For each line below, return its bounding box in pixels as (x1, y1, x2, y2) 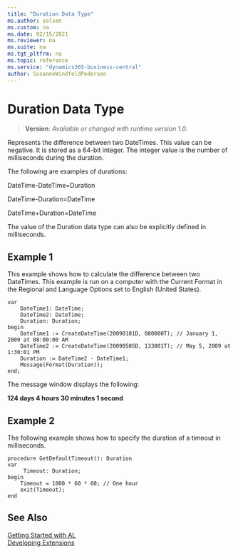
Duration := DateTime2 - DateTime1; (20, 355, 130, 363)
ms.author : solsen (7, 17, 62, 24)
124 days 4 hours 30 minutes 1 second (7, 394, 123, 403)
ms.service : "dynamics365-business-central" (7, 64, 142, 71)
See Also (7, 512, 48, 524)
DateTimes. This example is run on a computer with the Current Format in (7, 278, 223, 286)
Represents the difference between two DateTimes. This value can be (7, 138, 212, 147)
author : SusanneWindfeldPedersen (7, 70, 107, 77)
